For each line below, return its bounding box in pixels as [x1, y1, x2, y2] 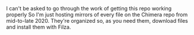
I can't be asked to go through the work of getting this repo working [6, 5, 172, 12]
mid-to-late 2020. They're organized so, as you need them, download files [6, 17, 188, 24]
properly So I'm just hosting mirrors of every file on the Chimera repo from [6, 11, 188, 18]
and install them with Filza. [6, 23, 71, 30]
